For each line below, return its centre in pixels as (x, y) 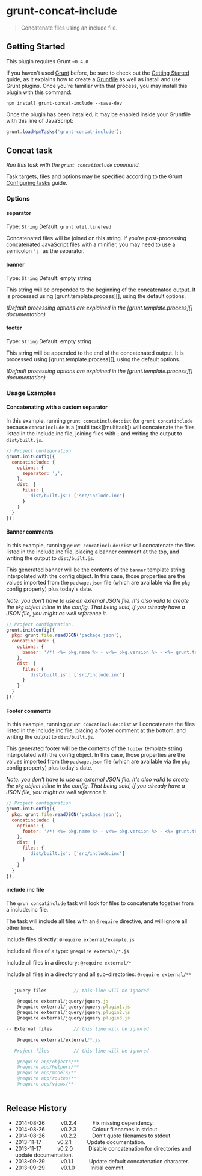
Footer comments (29, 711)
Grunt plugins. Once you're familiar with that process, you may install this (97, 86)
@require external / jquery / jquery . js (63, 1001)
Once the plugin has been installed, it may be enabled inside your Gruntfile (99, 114)
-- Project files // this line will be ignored (78, 1051)
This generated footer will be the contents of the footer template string (94, 748)
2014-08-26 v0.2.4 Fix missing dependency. (84, 1123)
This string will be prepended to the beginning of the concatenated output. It (101, 290)
